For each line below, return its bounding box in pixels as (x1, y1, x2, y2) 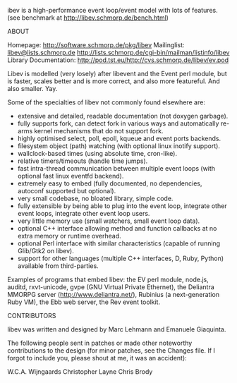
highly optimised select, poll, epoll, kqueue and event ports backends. (17, 134, 221, 142)
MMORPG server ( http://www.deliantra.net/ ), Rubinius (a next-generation (7, 291, 220, 298)
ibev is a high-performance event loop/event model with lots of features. (7, 6, 219, 14)
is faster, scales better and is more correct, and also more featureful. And (7, 77, 220, 85)
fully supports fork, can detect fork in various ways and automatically (17, 119, 219, 128)
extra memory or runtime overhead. (17, 232, 121, 240)
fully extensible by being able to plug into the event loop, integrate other (17, 202, 227, 210)
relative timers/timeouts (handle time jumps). (17, 157, 148, 165)
